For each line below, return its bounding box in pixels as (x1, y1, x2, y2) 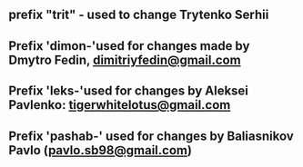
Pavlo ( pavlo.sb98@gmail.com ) (8, 142, 193, 158)
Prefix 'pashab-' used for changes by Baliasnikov (8, 128, 294, 143)
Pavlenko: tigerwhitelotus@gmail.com (8, 97, 231, 113)
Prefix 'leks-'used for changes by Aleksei (8, 83, 249, 99)
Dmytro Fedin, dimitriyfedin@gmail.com (8, 52, 242, 67)
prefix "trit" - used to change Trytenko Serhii (8, 7, 269, 23)
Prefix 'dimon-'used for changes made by (8, 38, 250, 54)
